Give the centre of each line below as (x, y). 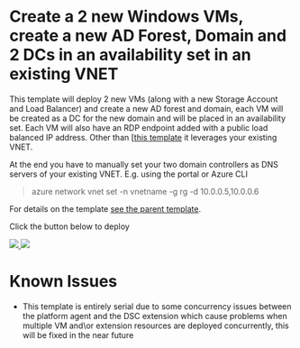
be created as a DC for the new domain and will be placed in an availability (148, 118)
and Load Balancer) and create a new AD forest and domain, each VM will (146, 108)
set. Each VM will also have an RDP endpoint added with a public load (139, 127)
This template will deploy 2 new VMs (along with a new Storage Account (144, 99)
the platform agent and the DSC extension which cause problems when (155, 316)
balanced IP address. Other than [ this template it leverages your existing (143, 137)
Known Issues (64, 282)
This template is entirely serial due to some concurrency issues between (157, 306)
